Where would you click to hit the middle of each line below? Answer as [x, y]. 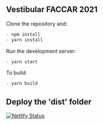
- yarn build [22, 84]
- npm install [23, 34]
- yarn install [25, 40]
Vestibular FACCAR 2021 [52, 10]
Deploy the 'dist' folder [49, 102]
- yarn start [22, 62]
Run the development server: [41, 51]
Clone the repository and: [37, 23]
